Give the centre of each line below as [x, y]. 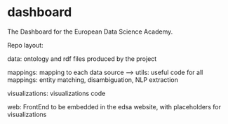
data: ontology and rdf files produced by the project [82, 58]
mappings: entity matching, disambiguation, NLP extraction [93, 80]
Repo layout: [25, 45]
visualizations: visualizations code [56, 93]
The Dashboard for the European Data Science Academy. [90, 32]
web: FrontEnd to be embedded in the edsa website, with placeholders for [114, 106]
